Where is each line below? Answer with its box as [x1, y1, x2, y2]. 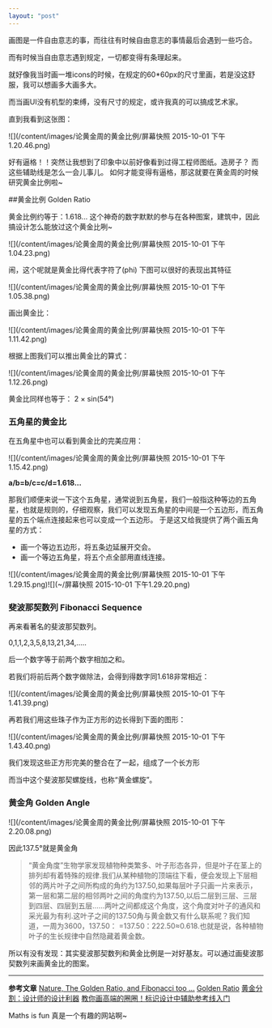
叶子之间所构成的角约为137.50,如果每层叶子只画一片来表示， [56, 880, 257, 890]
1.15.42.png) [8, 462, 49, 472]
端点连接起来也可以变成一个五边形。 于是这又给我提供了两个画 [36, 515, 244, 525]
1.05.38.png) [8, 291, 50, 300]
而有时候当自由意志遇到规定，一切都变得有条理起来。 [8, 52, 186, 62]
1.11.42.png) [8, 333, 48, 344]
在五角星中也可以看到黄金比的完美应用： [8, 435, 143, 445]
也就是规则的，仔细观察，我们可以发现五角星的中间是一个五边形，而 [22, 504, 249, 514]
